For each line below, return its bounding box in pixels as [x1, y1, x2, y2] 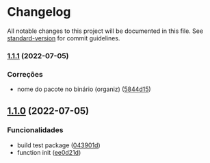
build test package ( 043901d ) [16, 141, 101, 149]
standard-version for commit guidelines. [7, 34, 120, 42]
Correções [7, 69, 43, 79]
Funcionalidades [7, 125, 64, 135]
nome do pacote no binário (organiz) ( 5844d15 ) [16, 85, 152, 93]
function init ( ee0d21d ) [16, 148, 81, 156]
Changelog [7, 4, 71, 20]
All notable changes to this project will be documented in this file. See [7, 27, 204, 35]
